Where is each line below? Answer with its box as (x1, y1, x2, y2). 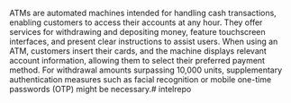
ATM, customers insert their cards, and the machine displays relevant (9, 46, 268, 56)
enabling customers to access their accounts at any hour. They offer (9, 17, 263, 28)
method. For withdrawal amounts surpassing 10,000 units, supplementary (9, 64, 283, 75)
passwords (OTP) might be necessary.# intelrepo (9, 84, 192, 94)
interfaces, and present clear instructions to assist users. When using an (9, 36, 278, 47)
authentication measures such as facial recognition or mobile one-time (9, 74, 272, 84)
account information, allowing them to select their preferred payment (9, 56, 266, 65)
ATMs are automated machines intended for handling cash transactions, (9, 8, 277, 18)
